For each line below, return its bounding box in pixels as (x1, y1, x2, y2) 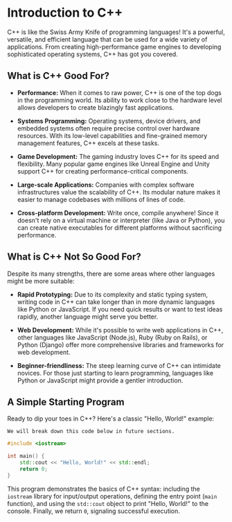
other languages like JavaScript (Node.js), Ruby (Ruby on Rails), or (17, 333, 208, 342)
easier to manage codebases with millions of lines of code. (17, 195, 186, 203)
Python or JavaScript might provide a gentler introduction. (17, 376, 184, 385)
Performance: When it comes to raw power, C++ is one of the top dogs (17, 88, 222, 96)
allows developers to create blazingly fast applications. (17, 103, 175, 112)
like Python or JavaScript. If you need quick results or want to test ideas (17, 305, 223, 313)
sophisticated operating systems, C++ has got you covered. (7, 50, 178, 58)
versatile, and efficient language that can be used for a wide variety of (7, 35, 208, 43)
